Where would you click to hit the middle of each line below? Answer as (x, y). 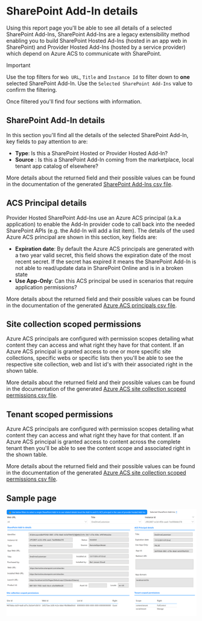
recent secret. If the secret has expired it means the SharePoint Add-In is (106, 262)
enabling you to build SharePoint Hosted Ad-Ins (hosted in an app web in (97, 40)
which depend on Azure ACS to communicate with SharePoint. (84, 53)
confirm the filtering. (32, 89)
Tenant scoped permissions (60, 414)
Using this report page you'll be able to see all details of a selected (89, 28)
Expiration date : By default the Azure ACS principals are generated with (104, 248)
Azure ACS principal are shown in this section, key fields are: (82, 237)
